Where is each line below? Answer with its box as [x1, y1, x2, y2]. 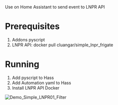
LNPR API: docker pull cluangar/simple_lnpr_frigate [12, 42, 113, 48]
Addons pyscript [12, 37, 45, 42]
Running [5, 59, 39, 70]
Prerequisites [5, 21, 60, 32]
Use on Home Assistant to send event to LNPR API [5, 4, 105, 10]
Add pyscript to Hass [12, 75, 54, 80]
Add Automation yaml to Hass [12, 79, 71, 86]
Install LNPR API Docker [12, 85, 60, 91]
